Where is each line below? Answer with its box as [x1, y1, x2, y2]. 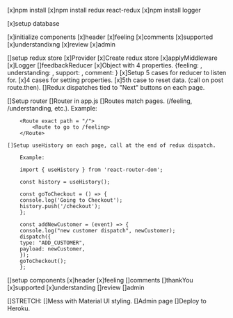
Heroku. [7, 304, 30, 312]
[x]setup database [7, 19, 60, 27]
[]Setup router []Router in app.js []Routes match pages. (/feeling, [7, 97, 193, 105]
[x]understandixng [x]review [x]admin [7, 40, 116, 48]
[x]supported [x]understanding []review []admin [7, 283, 145, 292]
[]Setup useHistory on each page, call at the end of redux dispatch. [7, 142, 216, 149]
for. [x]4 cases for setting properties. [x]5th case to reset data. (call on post [7, 76, 224, 84]
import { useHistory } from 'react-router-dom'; [19, 166, 163, 173]
